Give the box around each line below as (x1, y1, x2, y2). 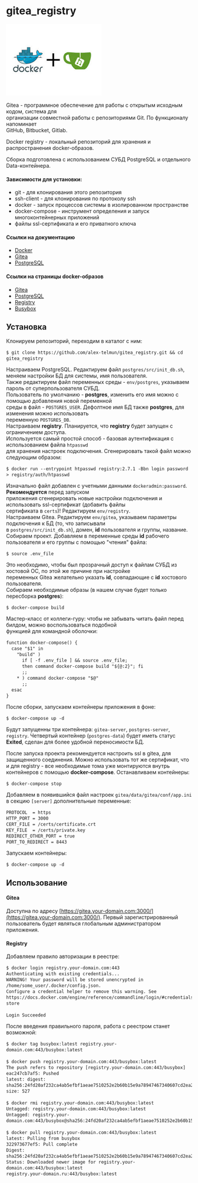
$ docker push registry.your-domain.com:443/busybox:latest (6, 1059, 157, 1065)
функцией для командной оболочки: (6, 628, 98, 635)
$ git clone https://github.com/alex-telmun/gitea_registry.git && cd (6, 350, 183, 356)
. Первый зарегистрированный (100, 914, 179, 921)
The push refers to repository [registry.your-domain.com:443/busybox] (6, 1065, 186, 1071)
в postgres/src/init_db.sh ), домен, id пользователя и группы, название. (6, 526, 188, 533)
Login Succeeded (6, 1012, 46, 1018)
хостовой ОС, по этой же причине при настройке (6, 568, 131, 575)
